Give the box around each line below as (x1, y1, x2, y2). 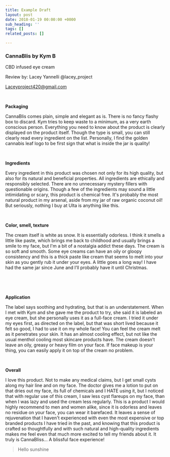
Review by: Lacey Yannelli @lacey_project (5, 74, 93, 80)
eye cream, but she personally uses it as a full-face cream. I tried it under (5, 315, 159, 321)
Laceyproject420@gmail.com (5, 84, 67, 90)
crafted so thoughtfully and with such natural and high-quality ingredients (5, 426, 159, 432)
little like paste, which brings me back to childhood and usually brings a (5, 237, 155, 244)
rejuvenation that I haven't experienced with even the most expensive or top (5, 415, 164, 421)
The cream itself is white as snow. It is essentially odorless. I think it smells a (5, 232, 165, 238)
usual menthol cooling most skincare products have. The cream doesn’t (5, 337, 155, 343)
